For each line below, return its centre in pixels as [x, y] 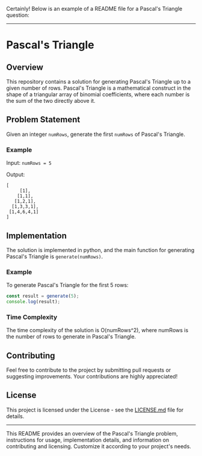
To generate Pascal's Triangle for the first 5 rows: [67, 285]
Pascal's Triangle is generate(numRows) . [55, 256]
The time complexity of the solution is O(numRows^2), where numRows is [97, 330]
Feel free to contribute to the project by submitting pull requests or [89, 370]
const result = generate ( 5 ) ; [43, 296]
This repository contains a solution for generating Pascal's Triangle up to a [99, 82]
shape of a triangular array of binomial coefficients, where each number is [98, 94]
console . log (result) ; [33, 302]
